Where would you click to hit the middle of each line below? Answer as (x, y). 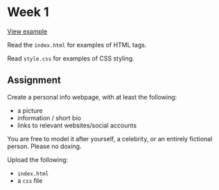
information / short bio (49, 118)
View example (27, 31)
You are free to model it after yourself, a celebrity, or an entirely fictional (110, 138)
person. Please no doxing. (44, 146)
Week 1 (28, 12)
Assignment (34, 80)
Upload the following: (38, 159)
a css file (30, 180)
